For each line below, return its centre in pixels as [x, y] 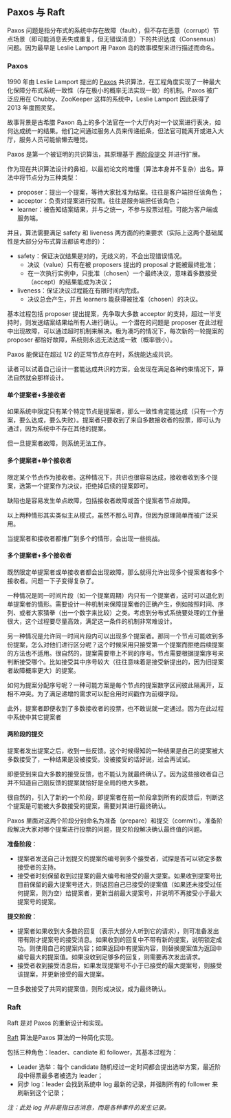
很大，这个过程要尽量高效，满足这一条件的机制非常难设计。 [91, 621]
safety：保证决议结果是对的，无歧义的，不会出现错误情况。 [101, 256]
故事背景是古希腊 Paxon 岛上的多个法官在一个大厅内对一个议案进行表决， [111, 122]
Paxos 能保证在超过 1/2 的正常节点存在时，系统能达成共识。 [92, 355]
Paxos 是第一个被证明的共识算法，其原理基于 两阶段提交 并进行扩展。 [106, 155]
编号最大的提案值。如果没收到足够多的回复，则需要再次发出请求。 [110, 957]
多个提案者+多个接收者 [40, 556]
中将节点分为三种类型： [46, 177]
